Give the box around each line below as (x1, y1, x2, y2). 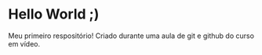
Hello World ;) (8, 5, 100, 23)
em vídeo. (8, 39, 41, 48)
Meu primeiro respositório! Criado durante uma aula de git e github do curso (8, 31, 255, 40)
